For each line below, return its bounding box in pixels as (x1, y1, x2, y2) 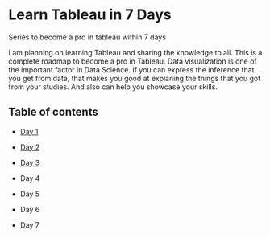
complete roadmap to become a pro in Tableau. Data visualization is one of (8, 56, 258, 66)
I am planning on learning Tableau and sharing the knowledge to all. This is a (8, 47, 263, 57)
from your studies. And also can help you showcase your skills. (8, 82, 218, 92)
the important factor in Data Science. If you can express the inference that (8, 64, 255, 74)
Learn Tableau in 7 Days (8, 6, 172, 24)
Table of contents (8, 105, 98, 119)
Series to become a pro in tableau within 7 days (8, 32, 167, 42)
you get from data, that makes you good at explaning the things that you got (8, 73, 261, 83)
